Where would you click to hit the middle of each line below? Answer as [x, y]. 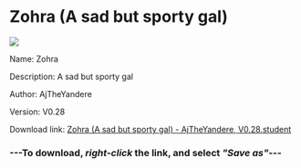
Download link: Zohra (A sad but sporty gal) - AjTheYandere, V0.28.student [150, 129]
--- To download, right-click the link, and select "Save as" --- [146, 153]
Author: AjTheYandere [51, 94]
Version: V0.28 [37, 112]
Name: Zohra [34, 59]
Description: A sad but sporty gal [72, 76]
